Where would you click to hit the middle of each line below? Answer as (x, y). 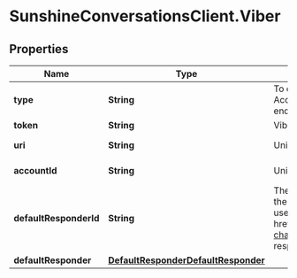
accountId (35, 170)
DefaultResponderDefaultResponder (187, 260)
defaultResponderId (57, 218)
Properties (39, 49)
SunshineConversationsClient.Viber (145, 16)
